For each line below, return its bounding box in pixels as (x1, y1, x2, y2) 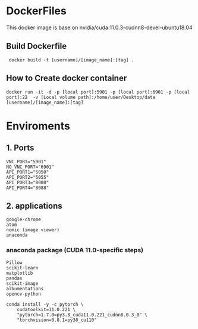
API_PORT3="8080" (6, 179, 49, 185)
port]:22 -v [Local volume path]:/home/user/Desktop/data (6, 94, 156, 100)
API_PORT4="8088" (6, 185, 49, 191)
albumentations (6, 285, 44, 291)
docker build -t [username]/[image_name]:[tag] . (8, 57, 134, 63)
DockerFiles (6, 4, 67, 18)
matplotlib (6, 270, 33, 276)
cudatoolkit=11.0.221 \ (17, 306, 76, 312)
